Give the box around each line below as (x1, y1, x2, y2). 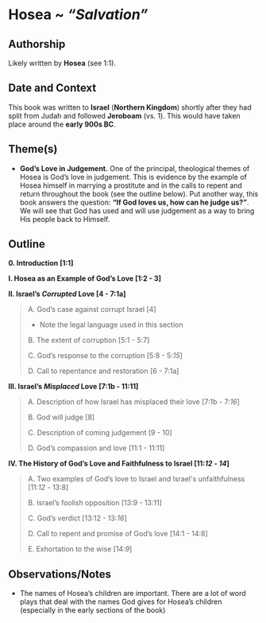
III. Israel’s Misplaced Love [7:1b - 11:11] (8, 382, 139, 391)
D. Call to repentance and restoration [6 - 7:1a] (27, 366, 179, 376)
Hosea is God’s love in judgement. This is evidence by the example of (19, 172, 248, 181)
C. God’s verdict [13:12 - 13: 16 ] (27, 513, 127, 523)
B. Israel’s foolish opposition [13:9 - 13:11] (27, 498, 163, 508)
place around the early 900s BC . (8, 119, 117, 129)
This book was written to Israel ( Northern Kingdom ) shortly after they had (8, 102, 252, 112)
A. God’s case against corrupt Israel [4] (27, 305, 156, 314)
